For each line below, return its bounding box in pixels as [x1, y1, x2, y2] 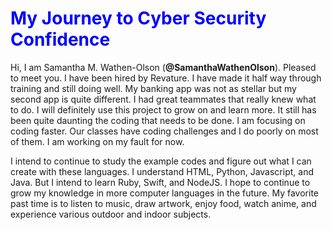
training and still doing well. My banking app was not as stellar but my [10, 82, 297, 94]
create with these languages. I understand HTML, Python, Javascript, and [10, 165, 314, 177]
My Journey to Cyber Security [10, 7, 267, 30]
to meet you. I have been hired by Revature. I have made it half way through [10, 72, 322, 84]
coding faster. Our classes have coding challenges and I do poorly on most [10, 125, 319, 137]
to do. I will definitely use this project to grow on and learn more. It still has [10, 103, 317, 116]
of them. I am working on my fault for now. [10, 135, 185, 147]
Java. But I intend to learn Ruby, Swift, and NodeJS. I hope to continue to [10, 176, 311, 188]
